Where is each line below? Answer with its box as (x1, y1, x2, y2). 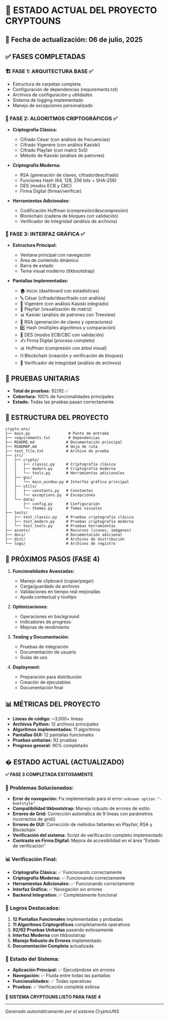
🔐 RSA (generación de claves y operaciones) (20, 319, 113, 325)
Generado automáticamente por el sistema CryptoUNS (5, 1008, 119, 1014)
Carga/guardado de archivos (20, 584, 79, 590)
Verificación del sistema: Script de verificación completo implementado (12, 832, 163, 838)
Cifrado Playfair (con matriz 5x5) (20, 147, 88, 153)
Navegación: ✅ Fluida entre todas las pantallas (12, 973, 111, 979)
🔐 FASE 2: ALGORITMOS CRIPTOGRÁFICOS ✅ (5, 115, 118, 122)
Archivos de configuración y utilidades (12, 92, 93, 98)
